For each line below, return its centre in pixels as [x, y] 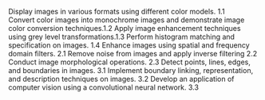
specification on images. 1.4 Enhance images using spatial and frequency [129, 45]
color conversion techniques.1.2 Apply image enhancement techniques [125, 28]
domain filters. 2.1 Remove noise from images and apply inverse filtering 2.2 [133, 54]
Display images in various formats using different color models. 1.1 [117, 12]
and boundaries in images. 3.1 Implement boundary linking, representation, [131, 70]
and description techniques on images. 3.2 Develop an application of [121, 79]
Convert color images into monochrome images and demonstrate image [127, 20]
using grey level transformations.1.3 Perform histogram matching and [122, 37]
